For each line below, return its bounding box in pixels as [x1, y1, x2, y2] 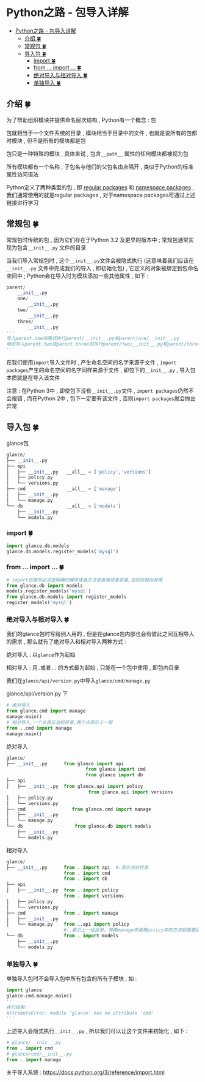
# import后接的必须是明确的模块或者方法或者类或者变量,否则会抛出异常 [6, 577, 163, 583]
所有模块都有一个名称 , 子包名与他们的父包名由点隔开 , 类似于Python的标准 [6, 163, 194, 170]
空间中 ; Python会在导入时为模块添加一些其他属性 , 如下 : [6, 272, 149, 279]
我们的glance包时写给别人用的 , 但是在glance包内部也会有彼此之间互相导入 [6, 630, 195, 638]
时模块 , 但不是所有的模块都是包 [6, 137, 86, 144]
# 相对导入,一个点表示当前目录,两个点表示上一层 [6, 719, 113, 726]
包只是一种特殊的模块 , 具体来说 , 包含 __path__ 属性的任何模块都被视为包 [6, 149, 189, 157]
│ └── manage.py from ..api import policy [6, 921, 130, 928]
